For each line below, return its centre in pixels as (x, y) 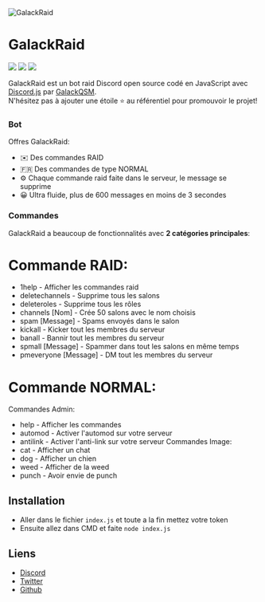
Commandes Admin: (42, 409)
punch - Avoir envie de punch (68, 476)
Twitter (31, 581)
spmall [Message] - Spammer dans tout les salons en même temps (129, 347)
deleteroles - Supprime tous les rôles (80, 304)
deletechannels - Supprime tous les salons (90, 296)
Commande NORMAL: (82, 387)
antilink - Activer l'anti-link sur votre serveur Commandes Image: (126, 442)
